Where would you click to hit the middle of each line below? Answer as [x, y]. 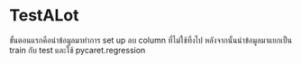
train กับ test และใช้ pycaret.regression [78, 50]
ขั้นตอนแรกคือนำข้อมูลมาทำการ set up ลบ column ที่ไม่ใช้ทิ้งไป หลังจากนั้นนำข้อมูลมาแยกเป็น [151, 40]
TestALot [44, 16]
